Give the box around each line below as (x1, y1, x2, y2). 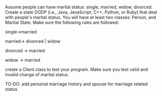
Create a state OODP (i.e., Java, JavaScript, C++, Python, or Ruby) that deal (5, 9, 157, 15)
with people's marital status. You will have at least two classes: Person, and (5, 15, 157, 20)
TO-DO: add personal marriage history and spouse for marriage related (5, 81, 148, 87)
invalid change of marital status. (5, 72, 69, 77)
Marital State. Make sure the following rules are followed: (5, 19, 119, 25)
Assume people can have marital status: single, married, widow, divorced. (5, 4, 153, 10)
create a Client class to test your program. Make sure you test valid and (5, 66, 148, 72)
